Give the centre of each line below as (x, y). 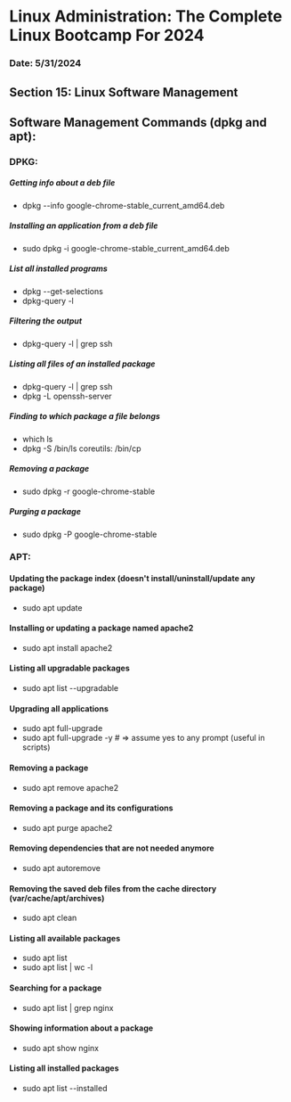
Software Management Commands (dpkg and (138, 122)
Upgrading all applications (59, 708)
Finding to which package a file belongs (85, 416)
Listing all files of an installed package (82, 364)
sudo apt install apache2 (67, 647)
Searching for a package (56, 988)
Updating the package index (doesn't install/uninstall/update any (132, 579)
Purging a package (45, 512)
